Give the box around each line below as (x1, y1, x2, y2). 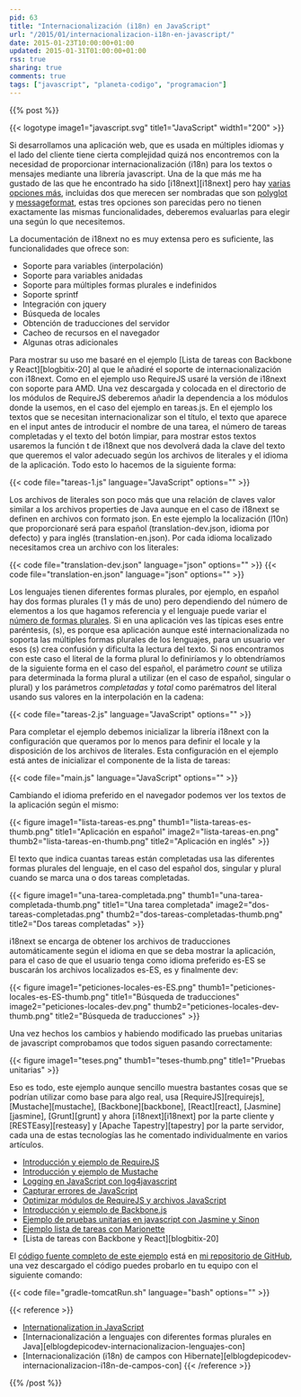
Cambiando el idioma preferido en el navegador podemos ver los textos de (9, 789, 287, 800)
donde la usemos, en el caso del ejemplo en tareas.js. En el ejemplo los (9, 402, 273, 413)
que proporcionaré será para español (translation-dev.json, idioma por (9, 522, 270, 533)
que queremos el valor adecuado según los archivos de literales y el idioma (9, 449, 288, 460)
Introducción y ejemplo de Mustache (22, 1166, 159, 1177)
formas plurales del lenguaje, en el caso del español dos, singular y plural (9, 862, 281, 873)
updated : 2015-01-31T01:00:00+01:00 (9, 47, 146, 56)
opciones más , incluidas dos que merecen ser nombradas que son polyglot (9, 187, 288, 198)
